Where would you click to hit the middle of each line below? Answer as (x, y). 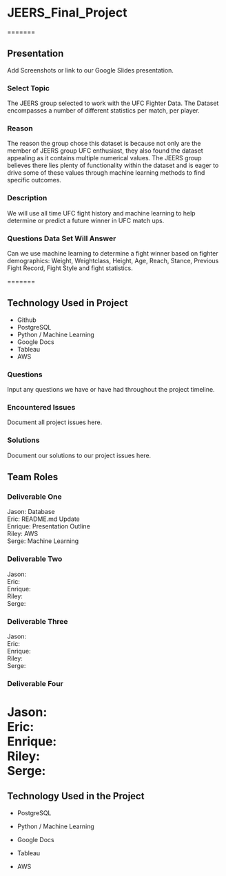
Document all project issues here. (55, 422)
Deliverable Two (35, 559)
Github (27, 320)
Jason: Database (31, 512)
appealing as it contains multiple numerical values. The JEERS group (104, 158)
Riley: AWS (23, 534)
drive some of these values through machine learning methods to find (106, 173)
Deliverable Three (38, 621)
